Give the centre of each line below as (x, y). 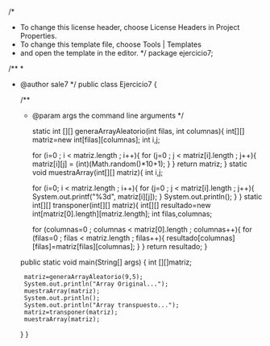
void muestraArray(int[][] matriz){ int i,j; (98, 172)
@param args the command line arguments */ (108, 115)
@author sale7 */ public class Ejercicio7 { (88, 84)
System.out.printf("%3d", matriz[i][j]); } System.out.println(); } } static (147, 196)
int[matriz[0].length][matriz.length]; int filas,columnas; (122, 214)
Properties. (38, 36)
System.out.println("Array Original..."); (96, 284)
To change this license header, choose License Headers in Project (130, 27)
